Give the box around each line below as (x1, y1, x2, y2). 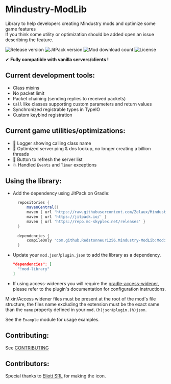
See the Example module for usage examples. (5, 316, 100, 322)
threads (12, 151, 29, 157)
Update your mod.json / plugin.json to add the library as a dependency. (12, 252, 161, 258)
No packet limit (12, 90, 45, 96)
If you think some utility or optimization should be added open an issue (5, 31, 155, 37)
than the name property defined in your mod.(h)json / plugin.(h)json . (5, 307, 147, 313)
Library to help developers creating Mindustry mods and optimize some (5, 20, 156, 26)
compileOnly (26, 238, 52, 243)
